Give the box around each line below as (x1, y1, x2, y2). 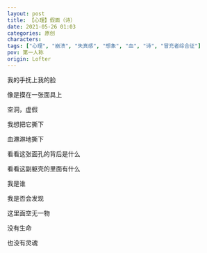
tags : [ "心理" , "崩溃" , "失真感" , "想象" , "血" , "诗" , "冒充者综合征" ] (7, 43, 201, 49)
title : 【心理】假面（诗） (7, 17, 76, 24)
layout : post (7, 10, 45, 17)
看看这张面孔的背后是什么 (7, 149, 81, 158)
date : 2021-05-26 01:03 (7, 23, 76, 30)
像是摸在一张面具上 (7, 90, 63, 98)
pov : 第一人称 (7, 49, 44, 56)
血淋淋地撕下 (7, 135, 44, 143)
